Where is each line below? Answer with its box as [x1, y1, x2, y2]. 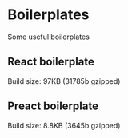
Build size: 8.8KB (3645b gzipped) [7, 120, 121, 130]
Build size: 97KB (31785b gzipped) [7, 76, 121, 85]
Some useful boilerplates [7, 32, 90, 41]
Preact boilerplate [7, 100, 99, 113]
